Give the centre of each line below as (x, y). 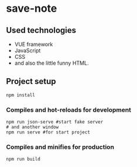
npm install (20, 95)
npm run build (23, 159)
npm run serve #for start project (48, 132)
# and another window (32, 127)
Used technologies (41, 30)
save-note (32, 9)
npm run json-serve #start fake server (55, 122)
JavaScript (28, 51)
